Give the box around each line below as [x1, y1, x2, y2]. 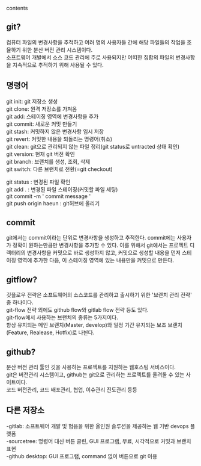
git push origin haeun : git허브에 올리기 [6, 199, 100, 207]
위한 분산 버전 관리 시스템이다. [22, 46, 93, 53]
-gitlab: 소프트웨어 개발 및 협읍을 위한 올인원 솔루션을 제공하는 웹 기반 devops [6, 422, 189, 429]
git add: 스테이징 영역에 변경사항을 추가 [6, 113, 99, 120]
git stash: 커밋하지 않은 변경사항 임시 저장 [6, 128, 104, 135]
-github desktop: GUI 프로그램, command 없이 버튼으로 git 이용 [6, 452, 158, 459]
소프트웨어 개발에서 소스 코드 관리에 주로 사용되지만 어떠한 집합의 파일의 [6, 54, 175, 61]
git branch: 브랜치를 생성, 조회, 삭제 [6, 158, 91, 165]
